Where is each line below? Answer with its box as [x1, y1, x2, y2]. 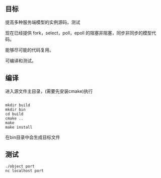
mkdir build [5, 102, 30, 107]
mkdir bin [5, 107, 26, 112]
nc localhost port [5, 168, 44, 173]
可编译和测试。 [5, 57, 36, 64]
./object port [5, 164, 35, 169]
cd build [5, 111, 24, 116]
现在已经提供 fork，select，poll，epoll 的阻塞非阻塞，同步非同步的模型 [5, 30, 152, 36]
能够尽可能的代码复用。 [5, 47, 54, 53]
